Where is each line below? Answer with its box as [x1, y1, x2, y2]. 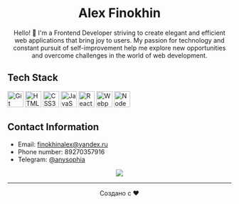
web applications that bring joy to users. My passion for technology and [14, 36, 225, 44]
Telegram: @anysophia [17, 155, 85, 163]
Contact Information [7, 121, 100, 133]
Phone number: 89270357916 [17, 147, 105, 156]
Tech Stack [7, 72, 58, 84]
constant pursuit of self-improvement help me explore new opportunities [13, 43, 226, 52]
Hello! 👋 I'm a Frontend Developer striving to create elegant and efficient [14, 28, 225, 37]
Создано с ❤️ [99, 188, 140, 197]
